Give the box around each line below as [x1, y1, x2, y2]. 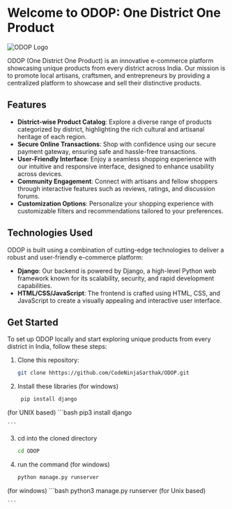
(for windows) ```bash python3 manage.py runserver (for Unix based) [7, 486, 206, 494]
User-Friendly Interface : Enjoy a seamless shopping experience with [17, 155, 217, 163]
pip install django [20, 396, 77, 403]
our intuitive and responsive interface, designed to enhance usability [17, 162, 215, 171]
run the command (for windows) [17, 460, 110, 468]
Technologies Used [7, 227, 93, 239]
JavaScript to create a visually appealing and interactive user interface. [17, 296, 222, 305]
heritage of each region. [17, 132, 87, 141]
